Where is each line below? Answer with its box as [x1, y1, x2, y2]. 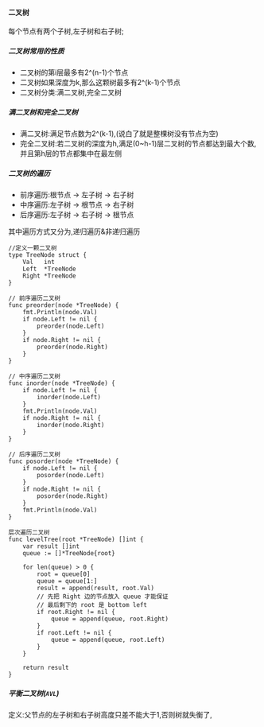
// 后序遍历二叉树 [8, 450, 61, 459]
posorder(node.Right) [37, 492, 109, 500]
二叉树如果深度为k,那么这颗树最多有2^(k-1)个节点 [19, 78, 181, 87]
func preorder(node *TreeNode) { [8, 301, 119, 309]
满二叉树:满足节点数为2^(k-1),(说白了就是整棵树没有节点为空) [19, 129, 219, 138]
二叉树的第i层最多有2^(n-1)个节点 [19, 68, 129, 77]
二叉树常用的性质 [8, 46, 64, 56]
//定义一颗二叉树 [8, 244, 57, 252]
